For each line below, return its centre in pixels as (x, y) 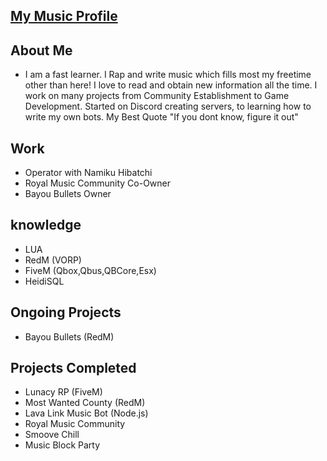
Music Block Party (62, 445)
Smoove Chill (52, 435)
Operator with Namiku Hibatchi (88, 173)
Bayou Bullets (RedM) (69, 336)
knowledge (46, 225)
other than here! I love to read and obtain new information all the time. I (171, 85)
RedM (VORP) (53, 260)
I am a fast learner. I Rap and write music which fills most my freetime (168, 75)
